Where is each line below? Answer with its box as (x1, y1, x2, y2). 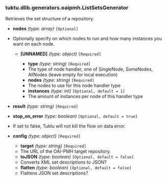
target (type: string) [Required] (20, 143, 87, 149)
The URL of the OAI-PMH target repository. (20, 148, 111, 154)
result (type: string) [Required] (12, 103, 78, 109)
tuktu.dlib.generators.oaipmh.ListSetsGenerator (5, 4, 129, 11)
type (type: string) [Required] (28, 61, 91, 67)
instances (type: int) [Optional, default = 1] (28, 88, 125, 94)
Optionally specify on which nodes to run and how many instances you (12, 35, 162, 42)
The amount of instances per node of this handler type (28, 94, 143, 100)
